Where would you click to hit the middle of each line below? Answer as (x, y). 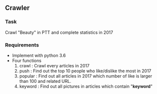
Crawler (17, 8)
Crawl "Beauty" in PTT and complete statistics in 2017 (59, 32)
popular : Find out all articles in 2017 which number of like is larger (86, 76)
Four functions (27, 61)
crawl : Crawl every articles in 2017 (54, 65)
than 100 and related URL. (45, 81)
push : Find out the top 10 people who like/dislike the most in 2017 (85, 71)
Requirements (22, 45)
